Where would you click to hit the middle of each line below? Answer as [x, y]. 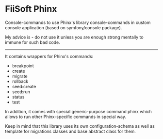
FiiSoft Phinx [31, 9]
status [18, 97]
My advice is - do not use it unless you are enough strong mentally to [74, 37]
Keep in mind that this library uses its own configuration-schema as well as [80, 126]
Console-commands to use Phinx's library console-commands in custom [78, 22]
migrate [20, 76]
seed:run [21, 92]
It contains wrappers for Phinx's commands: [49, 56]
